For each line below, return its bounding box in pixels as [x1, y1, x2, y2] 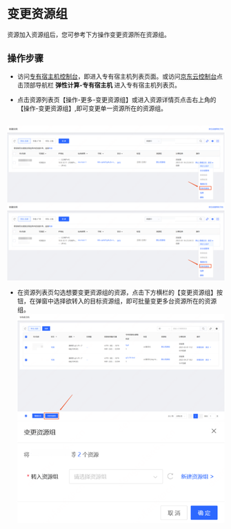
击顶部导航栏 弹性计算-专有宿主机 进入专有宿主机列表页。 [17, 81, 181, 89]
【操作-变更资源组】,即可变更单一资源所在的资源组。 [17, 104, 168, 112]
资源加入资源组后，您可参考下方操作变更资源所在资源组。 [7, 30, 170, 39]
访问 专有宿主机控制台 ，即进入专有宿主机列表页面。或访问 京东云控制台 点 [17, 72, 223, 80]
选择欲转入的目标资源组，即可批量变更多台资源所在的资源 [53, 297, 217, 306]
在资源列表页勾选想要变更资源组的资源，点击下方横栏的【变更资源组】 [17, 288, 217, 297]
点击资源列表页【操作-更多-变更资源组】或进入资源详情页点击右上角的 [17, 95, 217, 103]
